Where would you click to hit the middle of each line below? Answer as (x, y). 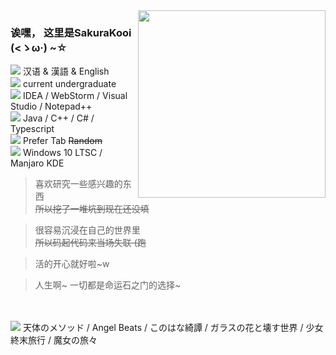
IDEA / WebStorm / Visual (75, 96)
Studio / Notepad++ (51, 106)
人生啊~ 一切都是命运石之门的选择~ (108, 285)
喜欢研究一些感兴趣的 (78, 184)
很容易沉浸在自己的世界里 (87, 230)
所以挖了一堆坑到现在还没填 (92, 209)
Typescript (32, 129)
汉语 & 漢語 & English (66, 71)
